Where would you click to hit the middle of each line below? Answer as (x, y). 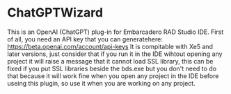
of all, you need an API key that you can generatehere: (85, 39)
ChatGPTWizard (55, 13)
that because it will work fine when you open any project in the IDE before (113, 76)
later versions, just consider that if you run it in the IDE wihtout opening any (115, 54)
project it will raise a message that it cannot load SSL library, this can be (110, 61)
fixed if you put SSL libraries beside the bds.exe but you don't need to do (112, 68)
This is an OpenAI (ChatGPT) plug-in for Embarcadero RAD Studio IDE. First (115, 32)
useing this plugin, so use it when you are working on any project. (102, 83)
